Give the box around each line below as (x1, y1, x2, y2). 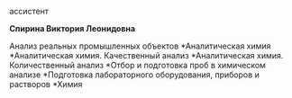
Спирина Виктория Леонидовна (9, 23, 136, 33)
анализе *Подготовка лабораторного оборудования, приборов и (9, 69, 260, 80)
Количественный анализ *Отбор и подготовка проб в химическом (9, 60, 266, 70)
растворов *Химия (9, 79, 83, 89)
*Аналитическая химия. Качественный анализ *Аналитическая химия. (9, 50, 284, 60)
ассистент (9, 6, 50, 16)
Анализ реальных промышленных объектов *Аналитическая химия (9, 40, 271, 51)
